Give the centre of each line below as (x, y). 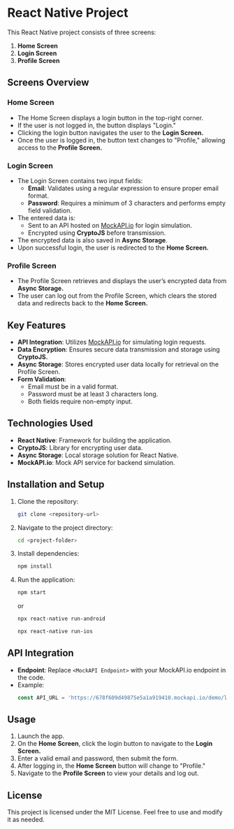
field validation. (50, 210)
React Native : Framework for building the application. (95, 440)
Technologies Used (50, 423)
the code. (31, 677)
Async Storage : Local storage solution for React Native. (98, 455)
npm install (35, 567)
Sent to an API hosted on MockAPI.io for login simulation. (110, 225)
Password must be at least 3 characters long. (93, 394)
